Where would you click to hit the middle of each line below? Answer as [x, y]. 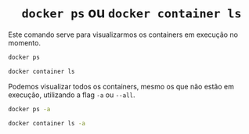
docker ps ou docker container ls [132, 13]
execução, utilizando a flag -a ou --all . [72, 95]
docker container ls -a [47, 123]
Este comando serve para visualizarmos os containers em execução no [123, 34]
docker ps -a [29, 109]
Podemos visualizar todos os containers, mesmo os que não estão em [121, 86]
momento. [25, 42]
